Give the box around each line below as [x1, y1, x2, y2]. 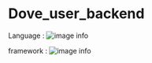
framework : [8, 46, 48, 55]
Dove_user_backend [8, 5, 145, 23]
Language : [8, 31, 45, 40]
